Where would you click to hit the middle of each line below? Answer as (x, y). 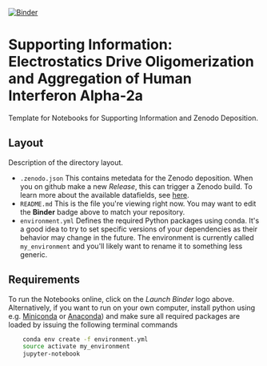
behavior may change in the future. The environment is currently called (137, 237)
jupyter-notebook (52, 354)
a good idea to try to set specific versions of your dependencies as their (139, 229)
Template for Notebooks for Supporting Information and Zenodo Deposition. (133, 118)
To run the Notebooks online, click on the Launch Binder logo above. (121, 299)
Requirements (44, 280)
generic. (34, 254)
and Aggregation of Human (100, 79)
